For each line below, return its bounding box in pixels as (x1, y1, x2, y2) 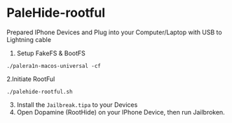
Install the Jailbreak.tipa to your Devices (16, 100, 138, 109)
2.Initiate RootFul (6, 75, 55, 83)
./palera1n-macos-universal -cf (6, 62, 101, 69)
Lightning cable (6, 35, 52, 43)
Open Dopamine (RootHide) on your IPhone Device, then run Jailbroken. (16, 108, 225, 116)
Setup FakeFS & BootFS (16, 49, 86, 57)
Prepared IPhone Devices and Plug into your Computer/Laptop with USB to (6, 28, 222, 36)
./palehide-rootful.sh (6, 88, 73, 95)
